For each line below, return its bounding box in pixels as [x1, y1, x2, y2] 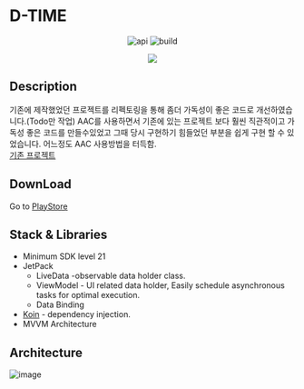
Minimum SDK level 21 [22, 251, 106, 262]
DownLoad [9, 176, 73, 192]
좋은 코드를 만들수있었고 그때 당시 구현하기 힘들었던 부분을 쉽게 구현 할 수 [25, 126, 286, 137]
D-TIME [9, 5, 67, 26]
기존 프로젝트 [9, 149, 56, 160]
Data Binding [35, 299, 84, 310]
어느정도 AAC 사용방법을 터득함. [43, 138, 157, 149]
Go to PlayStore [9, 201, 68, 212]
